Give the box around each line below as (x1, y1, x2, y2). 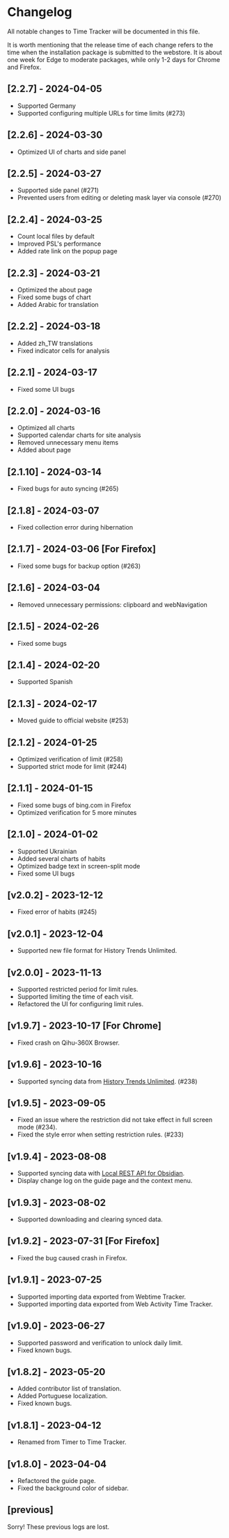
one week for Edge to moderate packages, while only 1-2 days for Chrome (7, 55, 221, 63)
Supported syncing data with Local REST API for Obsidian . (17, 1169, 185, 1178)
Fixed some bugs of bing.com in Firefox (17, 801, 132, 809)
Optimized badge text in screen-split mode (17, 862, 141, 870)
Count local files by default (17, 232, 95, 241)
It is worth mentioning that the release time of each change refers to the (7, 40, 214, 49)
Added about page (17, 446, 72, 454)
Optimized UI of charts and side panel (17, 148, 127, 156)
